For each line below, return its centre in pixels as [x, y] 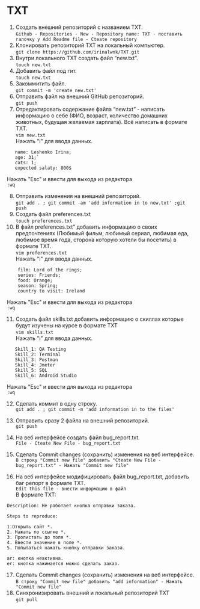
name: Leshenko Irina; [43, 152]
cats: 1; [26, 162]
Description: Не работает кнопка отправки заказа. [71, 505]
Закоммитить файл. [41, 83]
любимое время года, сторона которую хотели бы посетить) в [96, 240]
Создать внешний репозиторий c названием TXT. [79, 27]
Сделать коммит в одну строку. [56, 403]
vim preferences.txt [41, 253]
